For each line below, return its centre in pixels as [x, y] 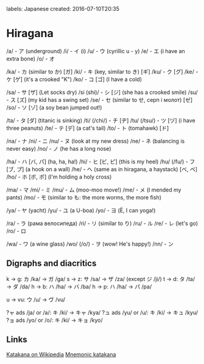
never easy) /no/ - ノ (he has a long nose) [59, 148]
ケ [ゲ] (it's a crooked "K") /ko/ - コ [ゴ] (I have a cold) [74, 79]
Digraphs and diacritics [51, 264]
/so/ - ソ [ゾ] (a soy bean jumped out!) [54, 107]
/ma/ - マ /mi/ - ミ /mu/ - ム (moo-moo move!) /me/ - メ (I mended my [94, 190]
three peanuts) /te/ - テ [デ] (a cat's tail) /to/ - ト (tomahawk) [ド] [88, 128]
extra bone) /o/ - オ [30, 59]
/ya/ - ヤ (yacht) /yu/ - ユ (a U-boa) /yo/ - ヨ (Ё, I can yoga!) [81, 210]
